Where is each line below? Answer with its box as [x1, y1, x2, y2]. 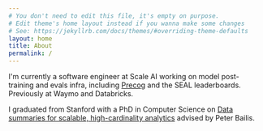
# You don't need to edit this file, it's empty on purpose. [8, 11, 220, 20]
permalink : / [8, 49, 53, 57]
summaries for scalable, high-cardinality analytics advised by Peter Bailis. [8, 113, 256, 122]
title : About [8, 42, 53, 50]
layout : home [8, 34, 53, 43]
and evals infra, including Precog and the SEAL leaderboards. [35, 80, 241, 90]
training [8, 80, 34, 90]
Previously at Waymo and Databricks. [8, 89, 134, 98]
